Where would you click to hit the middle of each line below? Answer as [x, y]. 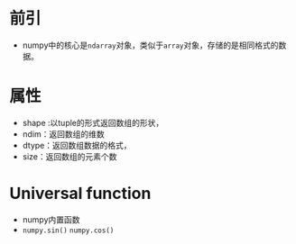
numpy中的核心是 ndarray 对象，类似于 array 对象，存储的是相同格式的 [150, 45]
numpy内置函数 [51, 219]
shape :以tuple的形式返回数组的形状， [93, 122]
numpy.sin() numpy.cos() [68, 230]
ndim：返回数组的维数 [64, 134]
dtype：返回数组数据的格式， [77, 145]
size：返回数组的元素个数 [69, 156]
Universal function [80, 194]
